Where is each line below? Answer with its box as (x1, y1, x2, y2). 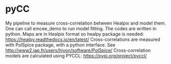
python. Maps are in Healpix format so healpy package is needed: (5, 31, 144, 37)
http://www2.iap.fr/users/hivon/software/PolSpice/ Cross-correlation (5, 47, 151, 53)
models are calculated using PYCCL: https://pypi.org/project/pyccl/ (5, 52, 147, 59)
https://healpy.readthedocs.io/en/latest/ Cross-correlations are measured (5, 36, 160, 42)
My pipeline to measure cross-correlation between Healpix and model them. (5, 20, 166, 26)
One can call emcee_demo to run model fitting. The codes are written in (5, 25, 157, 31)
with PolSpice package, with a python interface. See (5, 41, 116, 48)
